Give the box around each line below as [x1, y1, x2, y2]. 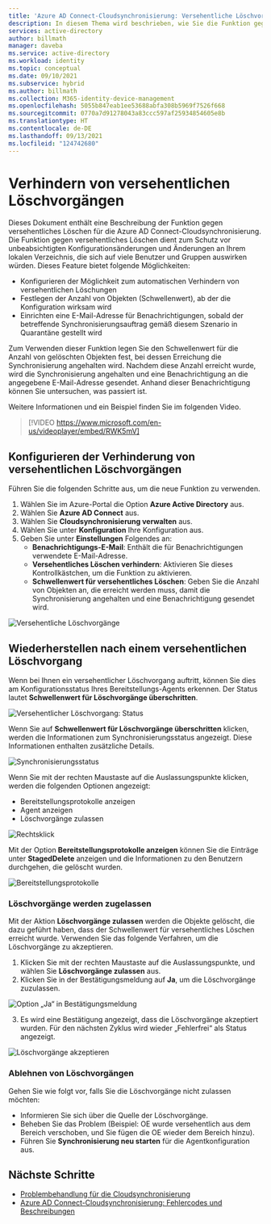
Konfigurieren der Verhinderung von [8, 450, 195, 463]
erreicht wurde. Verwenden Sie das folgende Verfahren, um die [8, 933, 219, 943]
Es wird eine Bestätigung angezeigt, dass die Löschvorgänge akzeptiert [19, 1015, 259, 1025]
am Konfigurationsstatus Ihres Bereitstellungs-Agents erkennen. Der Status [8, 684, 258, 694]
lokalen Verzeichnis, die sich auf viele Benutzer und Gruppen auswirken [8, 252, 248, 262]
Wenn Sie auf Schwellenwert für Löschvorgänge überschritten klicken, [8, 724, 249, 734]
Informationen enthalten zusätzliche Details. [8, 741, 155, 751]
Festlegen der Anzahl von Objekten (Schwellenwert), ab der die [19, 294, 231, 304]
